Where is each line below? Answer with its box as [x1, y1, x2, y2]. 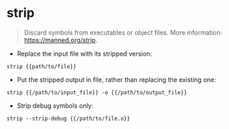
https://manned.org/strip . [23, 35, 98, 44]
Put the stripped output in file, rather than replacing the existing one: [16, 75, 216, 84]
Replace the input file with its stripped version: [16, 49, 153, 58]
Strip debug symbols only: [16, 101, 94, 110]
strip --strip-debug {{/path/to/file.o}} [6, 115, 131, 122]
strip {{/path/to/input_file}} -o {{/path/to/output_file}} [6, 89, 188, 96]
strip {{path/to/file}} [6, 63, 77, 70]
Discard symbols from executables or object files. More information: [23, 28, 223, 37]
